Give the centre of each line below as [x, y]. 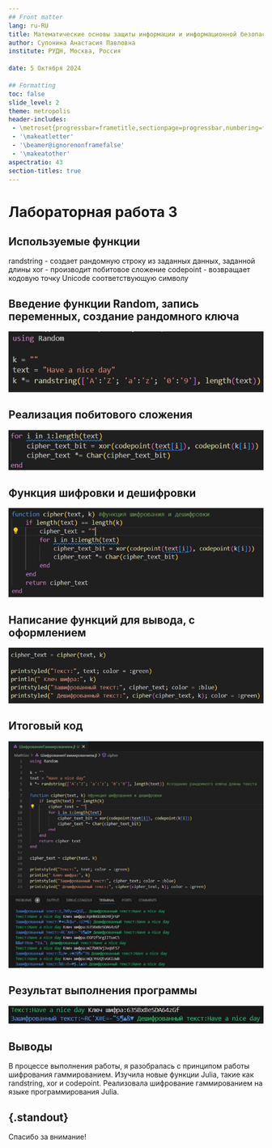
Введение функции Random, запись [104, 304]
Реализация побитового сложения [100, 415]
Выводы [30, 1046]
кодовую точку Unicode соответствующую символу [98, 278]
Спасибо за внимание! [47, 1137]
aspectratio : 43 [36, 162]
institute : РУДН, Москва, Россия [65, 51]
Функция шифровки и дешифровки [102, 493]
